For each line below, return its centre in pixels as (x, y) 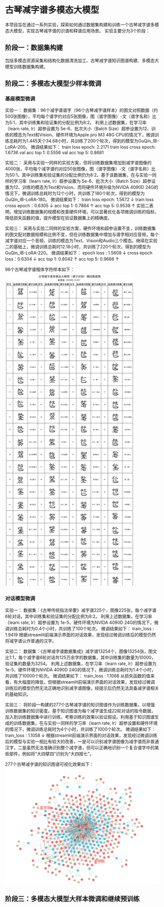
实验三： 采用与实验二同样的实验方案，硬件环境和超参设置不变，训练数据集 (81, 228)
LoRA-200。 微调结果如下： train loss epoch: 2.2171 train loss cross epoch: (81, 147)
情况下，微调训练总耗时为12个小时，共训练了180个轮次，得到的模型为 (75, 193)
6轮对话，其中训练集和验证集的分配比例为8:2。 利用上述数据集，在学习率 (79, 616)
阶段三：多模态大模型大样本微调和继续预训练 (72, 899)
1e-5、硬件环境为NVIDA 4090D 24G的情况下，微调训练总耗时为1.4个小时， (81, 669)
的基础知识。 (18, 694)
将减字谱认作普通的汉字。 (31, 640)
